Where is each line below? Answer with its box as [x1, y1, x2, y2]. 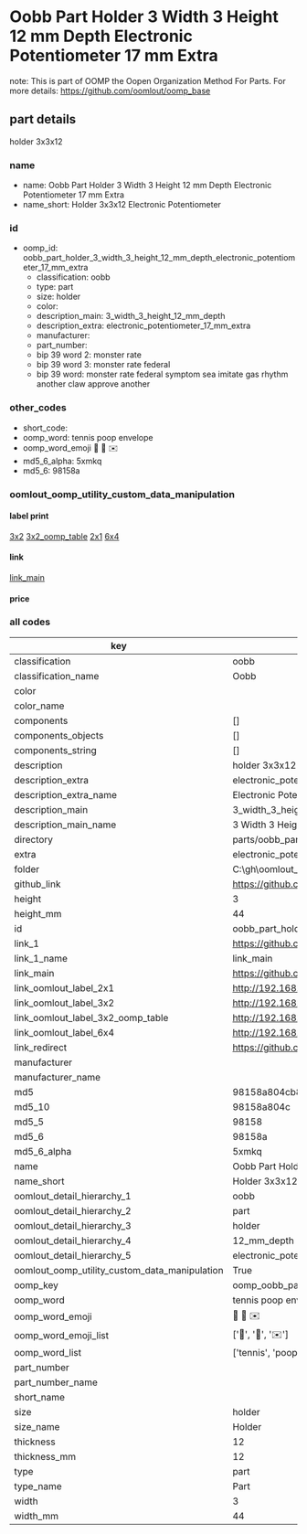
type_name [14, 1479, 62, 1492]
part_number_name [14, 1376, 98, 1389]
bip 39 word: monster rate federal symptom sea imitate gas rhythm [36, 368, 289, 380]
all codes [9, 615, 51, 628]
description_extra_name [14, 788, 117, 801]
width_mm [14, 1509, 59, 1522]
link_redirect [14, 1040, 68, 1053]
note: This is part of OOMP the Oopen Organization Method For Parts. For [9, 75, 286, 86]
